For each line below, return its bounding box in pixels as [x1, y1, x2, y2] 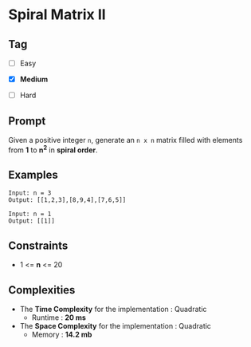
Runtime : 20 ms [31, 313, 86, 322]
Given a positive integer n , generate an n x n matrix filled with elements [8, 136, 243, 144]
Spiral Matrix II [8, 6, 106, 24]
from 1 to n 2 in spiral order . [8, 144, 98, 155]
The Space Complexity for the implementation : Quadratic [19, 321, 211, 331]
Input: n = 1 [8, 210, 52, 219]
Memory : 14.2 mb [31, 329, 92, 340]
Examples [8, 168, 58, 182]
